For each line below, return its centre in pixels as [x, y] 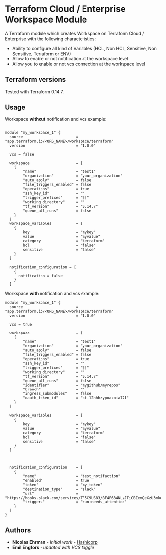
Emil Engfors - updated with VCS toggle [53, 547]
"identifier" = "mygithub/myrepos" [72, 385]
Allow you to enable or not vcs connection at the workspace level [79, 64]
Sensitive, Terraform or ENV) [41, 54]
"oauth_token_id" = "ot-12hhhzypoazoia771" [76, 398]
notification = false [41, 276]
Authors [18, 530]
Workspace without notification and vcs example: [56, 119]
